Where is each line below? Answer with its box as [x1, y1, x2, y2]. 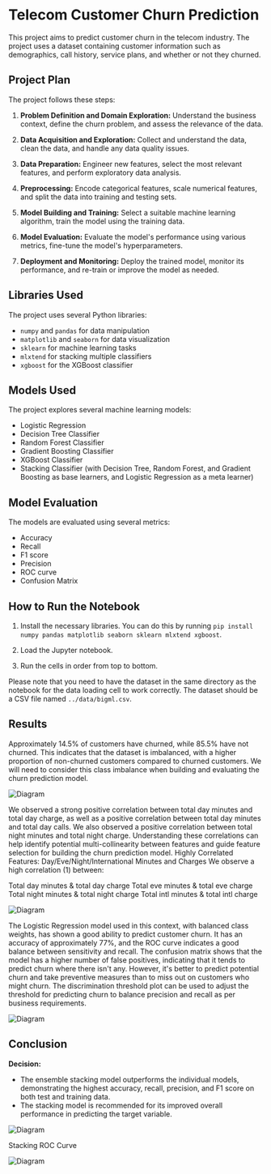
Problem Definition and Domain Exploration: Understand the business [19, 110, 256, 120]
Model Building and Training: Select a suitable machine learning [19, 207, 236, 217]
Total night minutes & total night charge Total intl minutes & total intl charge [8, 889, 258, 899]
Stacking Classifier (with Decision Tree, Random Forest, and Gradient [19, 463, 251, 473]
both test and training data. [19, 1091, 111, 1101]
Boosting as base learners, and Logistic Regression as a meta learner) [19, 472, 254, 482]
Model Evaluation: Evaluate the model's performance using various [19, 232, 247, 241]
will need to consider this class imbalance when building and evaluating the [8, 764, 260, 775]
